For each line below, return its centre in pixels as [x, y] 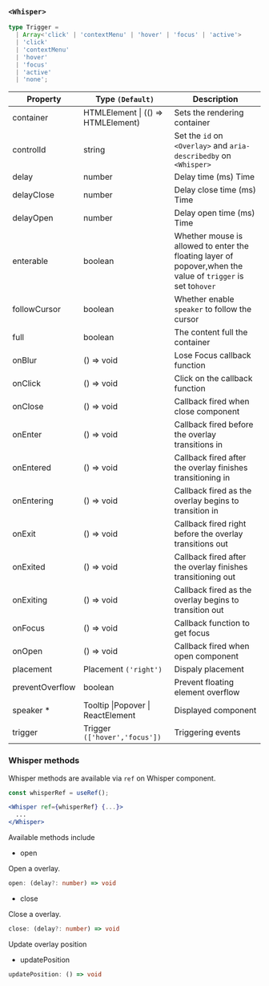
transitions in [198, 444]
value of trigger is [209, 276]
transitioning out [205, 577]
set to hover [195, 286]
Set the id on [199, 136]
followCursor [37, 310]
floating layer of [204, 256]
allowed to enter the [212, 246]
